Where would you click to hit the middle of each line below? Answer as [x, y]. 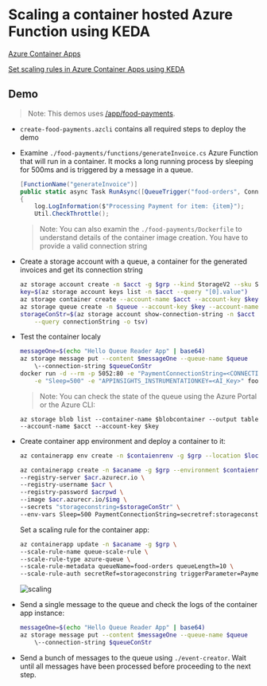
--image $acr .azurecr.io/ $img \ [73, 500]
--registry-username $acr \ [66, 485]
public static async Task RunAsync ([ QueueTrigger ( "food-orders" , [130, 192]
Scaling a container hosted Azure [120, 15]
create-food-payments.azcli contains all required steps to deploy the [133, 128]
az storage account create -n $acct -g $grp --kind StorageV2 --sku [135, 284]
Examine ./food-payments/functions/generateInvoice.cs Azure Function [139, 152]
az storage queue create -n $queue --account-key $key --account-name [139, 307]
